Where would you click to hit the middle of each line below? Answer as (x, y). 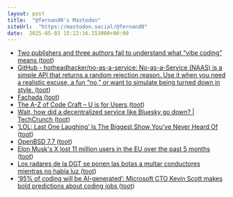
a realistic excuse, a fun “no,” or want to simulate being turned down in (119, 82)
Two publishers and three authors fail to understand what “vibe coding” (120, 53)
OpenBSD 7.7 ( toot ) (45, 142)
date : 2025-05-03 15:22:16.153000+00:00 (68, 33)
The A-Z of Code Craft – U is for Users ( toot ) (81, 104)
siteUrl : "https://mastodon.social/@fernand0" (78, 26)
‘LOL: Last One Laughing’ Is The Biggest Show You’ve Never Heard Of (118, 127)
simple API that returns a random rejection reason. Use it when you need (121, 75)
